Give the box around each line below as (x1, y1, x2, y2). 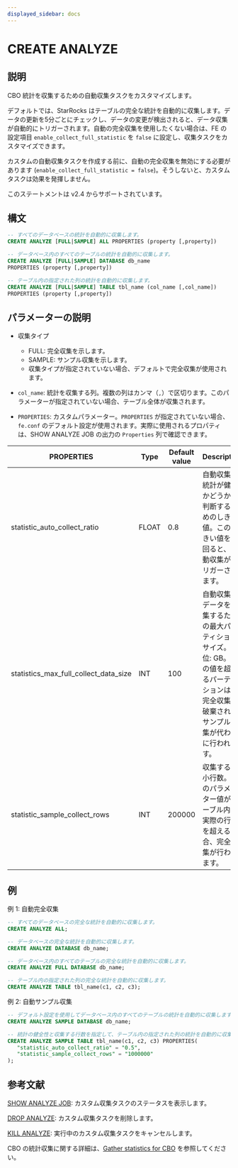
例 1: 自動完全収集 (7, 905, 59, 913)
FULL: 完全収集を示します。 (28, 347, 109, 356)
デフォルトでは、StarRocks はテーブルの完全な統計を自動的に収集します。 (7, 106, 225, 114)
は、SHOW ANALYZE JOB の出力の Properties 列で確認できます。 (17, 430, 211, 439)
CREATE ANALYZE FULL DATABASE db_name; (7, 964, 125, 971)
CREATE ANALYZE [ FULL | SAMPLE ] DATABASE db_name (7, 258, 151, 265)
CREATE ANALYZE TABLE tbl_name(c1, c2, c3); (7, 984, 141, 991)
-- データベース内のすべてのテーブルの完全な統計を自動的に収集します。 (7, 957, 190, 965)
